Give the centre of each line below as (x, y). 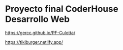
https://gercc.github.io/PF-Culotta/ (40, 33)
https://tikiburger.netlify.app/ (34, 42)
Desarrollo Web (37, 19)
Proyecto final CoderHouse (62, 9)
